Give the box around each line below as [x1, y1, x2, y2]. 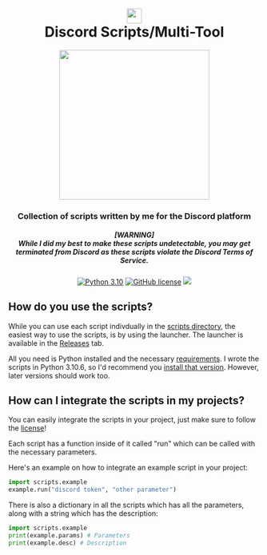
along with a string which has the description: [8, 509, 158, 518]
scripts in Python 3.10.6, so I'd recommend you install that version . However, [8, 362, 259, 371]
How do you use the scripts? [8, 300, 153, 314]
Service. [119, 256, 149, 265]
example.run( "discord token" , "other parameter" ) [8, 486, 177, 494]
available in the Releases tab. [8, 338, 105, 347]
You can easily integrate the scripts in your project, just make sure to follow [8, 415, 256, 425]
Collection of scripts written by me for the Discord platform [17, 210, 252, 221]
